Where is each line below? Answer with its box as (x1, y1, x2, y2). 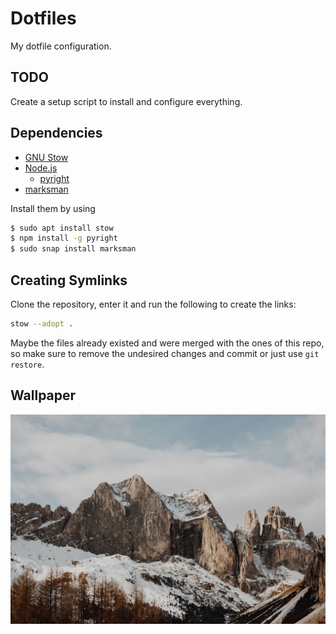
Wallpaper (10, 387, 77, 404)
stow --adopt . (10, 319, 74, 329)
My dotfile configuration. (10, 40, 112, 52)
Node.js (24, 162, 58, 174)
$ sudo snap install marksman (10, 244, 137, 254)
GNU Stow (24, 151, 69, 163)
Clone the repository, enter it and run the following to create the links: (10, 298, 297, 310)
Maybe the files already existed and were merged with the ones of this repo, (10, 337, 325, 349)
